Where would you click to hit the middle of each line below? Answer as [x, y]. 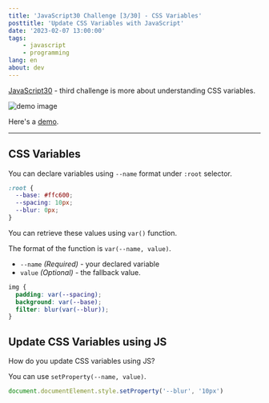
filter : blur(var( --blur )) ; [62, 309]
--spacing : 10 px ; [44, 203]
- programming [46, 53]
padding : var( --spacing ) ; [59, 294]
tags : [17, 38]
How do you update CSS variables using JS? [82, 361]
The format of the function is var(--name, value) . [90, 248]
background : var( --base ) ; [59, 302]
